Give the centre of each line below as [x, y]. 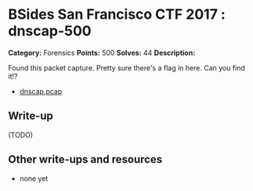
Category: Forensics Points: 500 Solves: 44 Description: [102, 52]
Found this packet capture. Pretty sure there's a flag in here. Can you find [127, 67]
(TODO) [21, 135]
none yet [34, 178]
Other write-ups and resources [85, 159]
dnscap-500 [50, 31]
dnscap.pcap [41, 91]
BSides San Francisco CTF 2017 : [117, 14]
